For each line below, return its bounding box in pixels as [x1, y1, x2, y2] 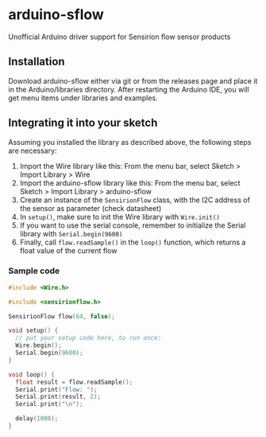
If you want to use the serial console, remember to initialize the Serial [19, 220, 246, 230]
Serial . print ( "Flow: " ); [15, 385, 98, 393]
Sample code [8, 265, 60, 276]
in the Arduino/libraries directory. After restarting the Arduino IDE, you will [8, 84, 249, 94]
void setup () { [8, 326, 59, 335]
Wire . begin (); [15, 341, 62, 349]
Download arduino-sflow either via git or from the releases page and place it [8, 76, 258, 85]
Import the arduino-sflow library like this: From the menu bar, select [19, 178, 241, 188]
